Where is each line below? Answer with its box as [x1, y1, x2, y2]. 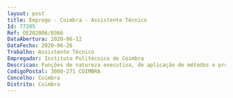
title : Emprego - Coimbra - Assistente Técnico [7, 17, 148, 23]
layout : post [7, 10, 45, 17]
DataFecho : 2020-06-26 [7, 42, 73, 49]
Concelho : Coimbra [7, 74, 60, 81]
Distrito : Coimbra [7, 81, 60, 88]
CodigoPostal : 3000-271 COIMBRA [7, 68, 101, 75]
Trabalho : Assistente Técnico [7, 49, 95, 56]
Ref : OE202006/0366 [7, 29, 64, 37]
